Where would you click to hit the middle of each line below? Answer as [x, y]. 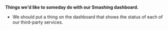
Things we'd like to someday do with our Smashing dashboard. [72, 7]
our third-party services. [38, 22]
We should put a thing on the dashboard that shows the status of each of [87, 17]
